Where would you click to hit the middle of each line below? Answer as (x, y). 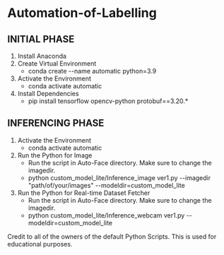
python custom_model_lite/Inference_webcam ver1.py (106, 215)
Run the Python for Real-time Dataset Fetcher (84, 193)
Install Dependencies (48, 94)
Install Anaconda (42, 56)
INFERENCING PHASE (56, 123)
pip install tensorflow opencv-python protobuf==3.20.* (108, 101)
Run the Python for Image (55, 155)
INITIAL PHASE (41, 39)
